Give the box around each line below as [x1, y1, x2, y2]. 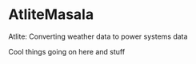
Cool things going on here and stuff [8, 47, 126, 56]
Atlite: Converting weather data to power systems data [8, 32, 188, 41]
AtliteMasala [8, 6, 94, 24]
